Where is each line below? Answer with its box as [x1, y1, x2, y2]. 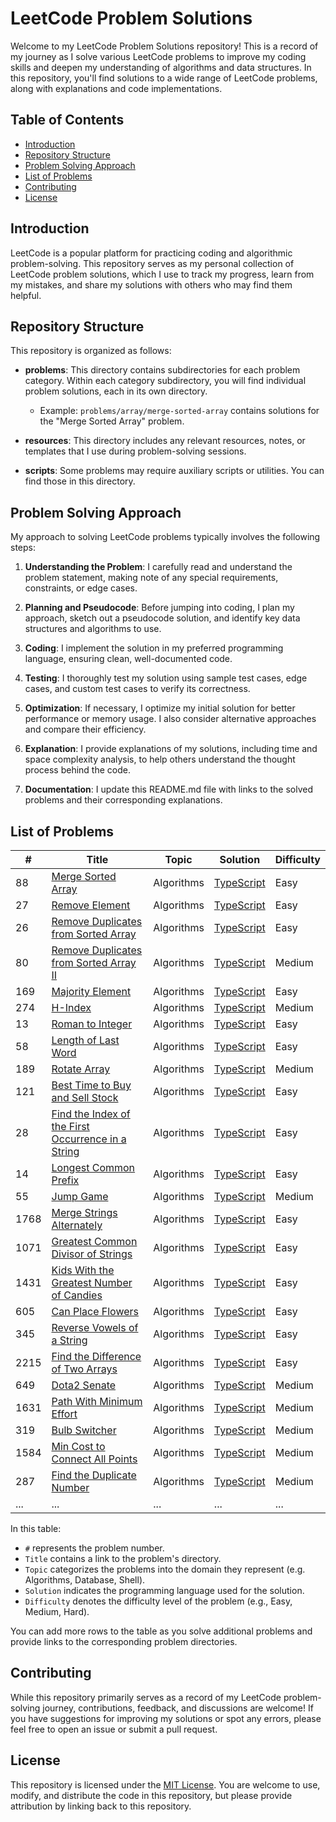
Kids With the [51, 1263, 115, 1277]
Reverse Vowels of [51, 1321, 139, 1334]
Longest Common [51, 1161, 136, 1174]
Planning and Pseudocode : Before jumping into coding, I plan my [24, 602, 295, 614]
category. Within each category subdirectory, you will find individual [24, 375, 307, 387]
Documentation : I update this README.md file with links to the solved [24, 783, 314, 796]
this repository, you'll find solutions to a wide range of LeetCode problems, [10, 72, 318, 84]
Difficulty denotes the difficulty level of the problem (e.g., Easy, [24, 1595, 293, 1607]
